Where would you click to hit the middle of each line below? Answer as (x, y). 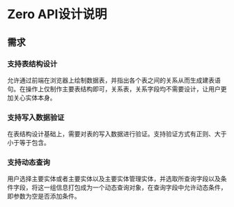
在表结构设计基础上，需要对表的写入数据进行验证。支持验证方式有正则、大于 (117, 134)
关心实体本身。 (34, 98)
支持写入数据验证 (36, 117)
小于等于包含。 (29, 143)
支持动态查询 (29, 162)
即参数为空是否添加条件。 (44, 197)
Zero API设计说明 (57, 14)
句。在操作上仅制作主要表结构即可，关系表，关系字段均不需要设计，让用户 (114, 89)
